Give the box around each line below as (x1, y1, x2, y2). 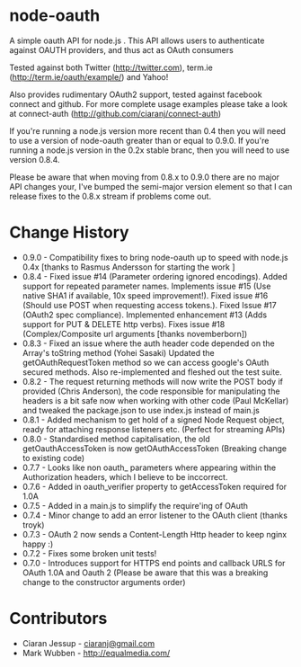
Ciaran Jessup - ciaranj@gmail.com (22, 637, 155, 648)
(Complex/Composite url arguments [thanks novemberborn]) (22, 328, 248, 339)
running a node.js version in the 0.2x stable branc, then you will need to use (9, 145, 290, 156)
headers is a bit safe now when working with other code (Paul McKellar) (22, 395, 289, 405)
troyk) (22, 519, 45, 530)
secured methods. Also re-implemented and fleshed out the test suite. (22, 366, 283, 378)
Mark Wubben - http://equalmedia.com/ (22, 647, 171, 658)
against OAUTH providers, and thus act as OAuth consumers (9, 44, 234, 55)
